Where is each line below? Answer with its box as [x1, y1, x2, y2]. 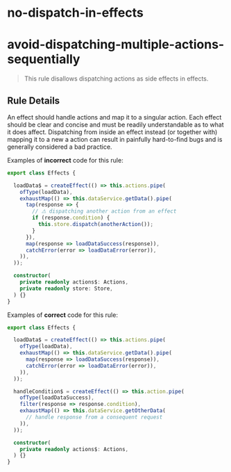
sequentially [7, 51, 80, 67]
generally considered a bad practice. [7, 143, 112, 151]
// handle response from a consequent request [25, 414, 163, 421]
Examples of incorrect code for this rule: [7, 156, 123, 164]
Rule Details [7, 95, 60, 106]
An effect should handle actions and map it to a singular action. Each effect [7, 113, 222, 121]
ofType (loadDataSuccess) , [19, 394, 95, 401]
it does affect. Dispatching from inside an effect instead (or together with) [7, 127, 218, 136]
